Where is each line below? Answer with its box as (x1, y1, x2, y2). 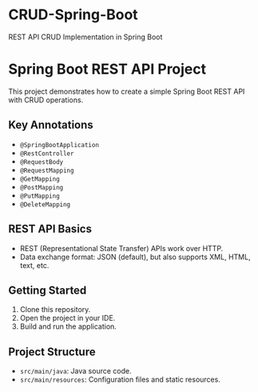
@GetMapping (19, 174, 60, 183)
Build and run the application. (19, 322, 117, 331)
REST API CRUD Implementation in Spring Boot (8, 32, 163, 42)
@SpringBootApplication (19, 141, 100, 149)
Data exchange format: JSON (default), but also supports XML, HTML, (19, 252, 251, 262)
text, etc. (19, 260, 50, 270)
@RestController (19, 150, 74, 158)
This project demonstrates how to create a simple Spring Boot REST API (8, 86, 245, 96)
